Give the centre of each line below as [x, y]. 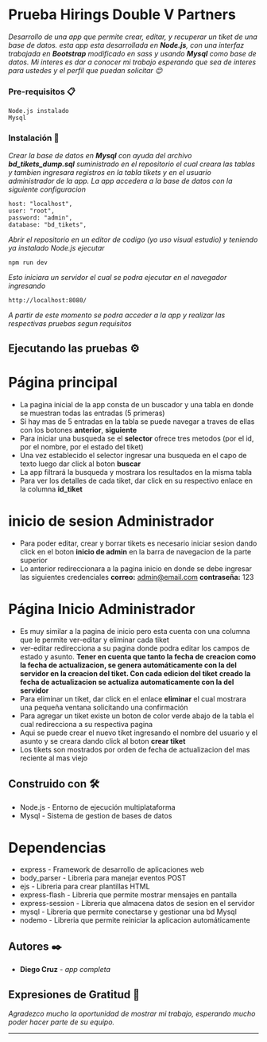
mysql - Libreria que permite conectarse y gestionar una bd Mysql [128, 912]
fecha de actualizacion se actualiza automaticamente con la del [127, 682]
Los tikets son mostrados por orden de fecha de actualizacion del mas [135, 749]
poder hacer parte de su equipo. [62, 1022]
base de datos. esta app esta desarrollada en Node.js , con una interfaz [126, 45]
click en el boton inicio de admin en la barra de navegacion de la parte [135, 551]
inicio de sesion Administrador [111, 521]
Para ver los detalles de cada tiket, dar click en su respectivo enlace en [136, 480]
